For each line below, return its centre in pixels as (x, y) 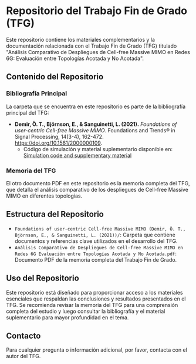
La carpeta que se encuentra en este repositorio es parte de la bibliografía (96, 106)
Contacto (23, 335)
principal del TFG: (28, 112)
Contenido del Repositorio (55, 77)
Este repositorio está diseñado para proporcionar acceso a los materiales (94, 292)
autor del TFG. (23, 356)
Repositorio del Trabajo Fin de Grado (97, 11)
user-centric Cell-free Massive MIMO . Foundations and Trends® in (95, 130)
